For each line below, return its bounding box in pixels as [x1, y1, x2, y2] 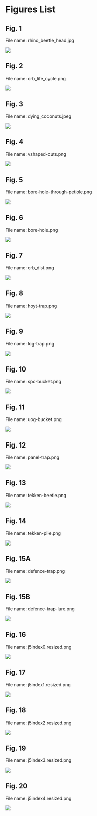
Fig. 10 [5, 365, 26, 374]
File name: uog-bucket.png [5, 416, 62, 423]
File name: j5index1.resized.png [5, 681, 71, 687]
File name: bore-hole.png [5, 227, 58, 233]
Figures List [5, 4, 56, 15]
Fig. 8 [5, 289, 24, 298]
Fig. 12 [5, 440, 26, 450]
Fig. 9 [5, 327, 24, 336]
